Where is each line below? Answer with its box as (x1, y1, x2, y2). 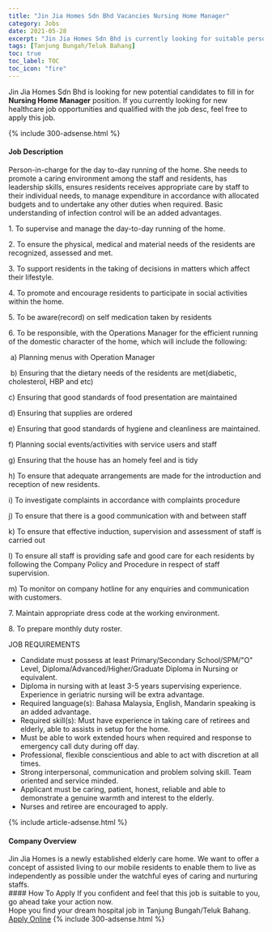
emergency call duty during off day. (19, 741, 140, 750)
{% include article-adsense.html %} (8, 817, 128, 827)
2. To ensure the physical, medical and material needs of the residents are (8, 239, 256, 249)
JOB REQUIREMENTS (8, 639, 81, 649)
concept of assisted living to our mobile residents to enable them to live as (8, 862, 257, 872)
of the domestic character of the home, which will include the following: (8, 336, 248, 346)
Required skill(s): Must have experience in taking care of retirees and (19, 715, 250, 725)
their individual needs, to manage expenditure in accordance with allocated (8, 190, 259, 200)
